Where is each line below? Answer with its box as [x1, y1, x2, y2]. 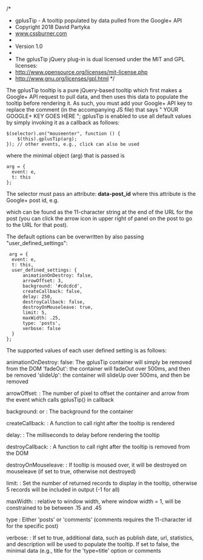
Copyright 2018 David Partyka [15, 24, 90, 30]
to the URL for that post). [6, 221, 68, 228]
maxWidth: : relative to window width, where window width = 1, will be [6, 498, 181, 505]
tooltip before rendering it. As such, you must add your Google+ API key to [6, 100, 193, 107]
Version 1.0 [15, 42, 43, 50]
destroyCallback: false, [22, 299, 85, 305]
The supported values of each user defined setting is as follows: [6, 347, 167, 354]
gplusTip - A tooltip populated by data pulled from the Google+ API [15, 17, 182, 24]
